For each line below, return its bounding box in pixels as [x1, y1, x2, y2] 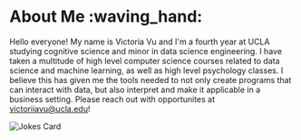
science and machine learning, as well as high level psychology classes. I [9, 65, 284, 76]
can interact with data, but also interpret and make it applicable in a [9, 84, 261, 95]
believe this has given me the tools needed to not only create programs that [9, 74, 292, 85]
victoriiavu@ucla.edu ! [9, 103, 91, 114]
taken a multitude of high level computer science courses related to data [9, 55, 280, 66]
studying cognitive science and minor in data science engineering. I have [9, 45, 283, 56]
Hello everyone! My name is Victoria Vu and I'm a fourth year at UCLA [9, 36, 270, 47]
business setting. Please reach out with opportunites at [9, 93, 216, 105]
